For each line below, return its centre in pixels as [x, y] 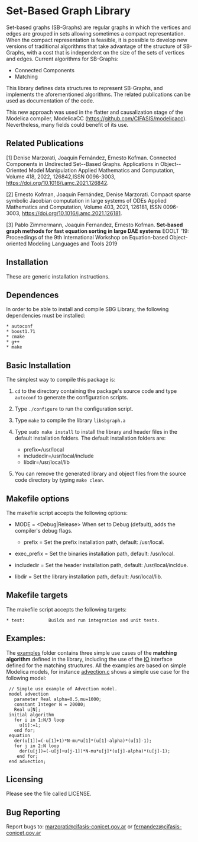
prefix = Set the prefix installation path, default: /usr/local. [94, 542]
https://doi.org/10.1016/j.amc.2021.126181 [71, 213]
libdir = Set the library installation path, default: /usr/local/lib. [88, 577]
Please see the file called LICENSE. [49, 794]
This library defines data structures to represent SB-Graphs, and [85, 88]
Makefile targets [37, 595]
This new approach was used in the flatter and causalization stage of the [95, 112]
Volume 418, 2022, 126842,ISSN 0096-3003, [61, 177]
